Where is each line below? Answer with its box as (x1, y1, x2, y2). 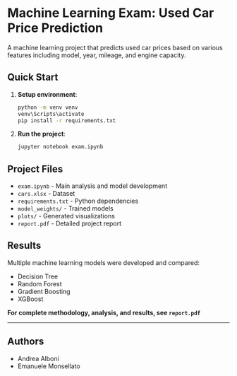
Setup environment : (17, 90, 78, 98)
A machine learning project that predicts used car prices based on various (7, 43, 224, 52)
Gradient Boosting (17, 287, 71, 295)
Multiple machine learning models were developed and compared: (7, 258, 200, 266)
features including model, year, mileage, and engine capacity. (7, 51, 186, 59)
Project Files (7, 163, 63, 175)
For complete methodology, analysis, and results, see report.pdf (7, 308, 201, 317)
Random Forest (17, 279, 62, 288)
